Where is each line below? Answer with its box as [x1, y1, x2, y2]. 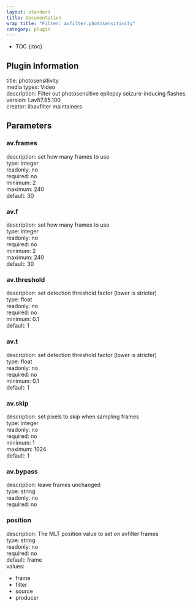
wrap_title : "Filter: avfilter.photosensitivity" [6, 20, 136, 26]
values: [6, 562, 25, 570]
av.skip [6, 399, 29, 407]
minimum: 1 [6, 439, 35, 446]
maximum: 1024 [6, 445, 47, 453]
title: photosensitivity [6, 77, 59, 85]
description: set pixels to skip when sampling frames [6, 413, 139, 420]
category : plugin [6, 26, 51, 32]
